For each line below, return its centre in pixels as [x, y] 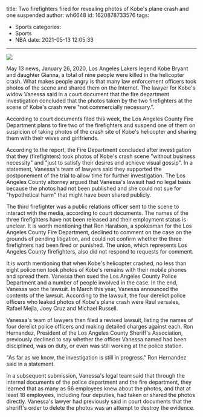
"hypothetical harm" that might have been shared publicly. [79, 195]
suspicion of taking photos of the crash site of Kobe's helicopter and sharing [101, 132]
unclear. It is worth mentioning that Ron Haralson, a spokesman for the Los [99, 226]
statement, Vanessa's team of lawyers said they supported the [84, 169]
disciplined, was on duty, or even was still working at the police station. [95, 346]
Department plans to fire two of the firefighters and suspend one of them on [101, 125]
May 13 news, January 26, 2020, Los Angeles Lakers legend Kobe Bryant [97, 68]
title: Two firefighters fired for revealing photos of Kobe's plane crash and [98, 9]
